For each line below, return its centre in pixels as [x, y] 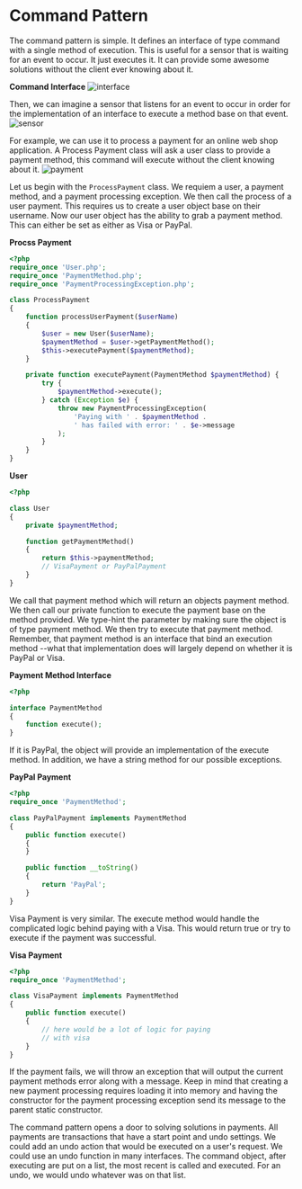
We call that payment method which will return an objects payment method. [149, 600]
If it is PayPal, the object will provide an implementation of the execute [139, 750]
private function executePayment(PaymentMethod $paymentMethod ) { [152, 375]
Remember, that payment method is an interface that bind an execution [141, 639]
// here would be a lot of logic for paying [126, 1029]
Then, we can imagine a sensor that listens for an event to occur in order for [150, 103]
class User [30, 508]
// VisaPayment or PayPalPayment [104, 567]
